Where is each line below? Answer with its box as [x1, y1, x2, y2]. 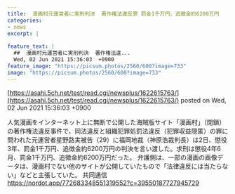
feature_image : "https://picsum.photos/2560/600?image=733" [7, 63, 187, 70]
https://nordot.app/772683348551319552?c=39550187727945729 [7, 179, 200, 187]
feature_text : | [7, 43, 55, 50]
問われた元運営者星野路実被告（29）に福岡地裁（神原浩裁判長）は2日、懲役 [7, 135, 228, 144]
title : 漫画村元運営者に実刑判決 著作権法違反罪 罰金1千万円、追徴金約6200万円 [7, 10, 220, 18]
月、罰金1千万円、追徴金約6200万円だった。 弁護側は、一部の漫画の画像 [7, 153, 217, 162]
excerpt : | [7, 30, 39, 37]
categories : [7, 17, 42, 24]
